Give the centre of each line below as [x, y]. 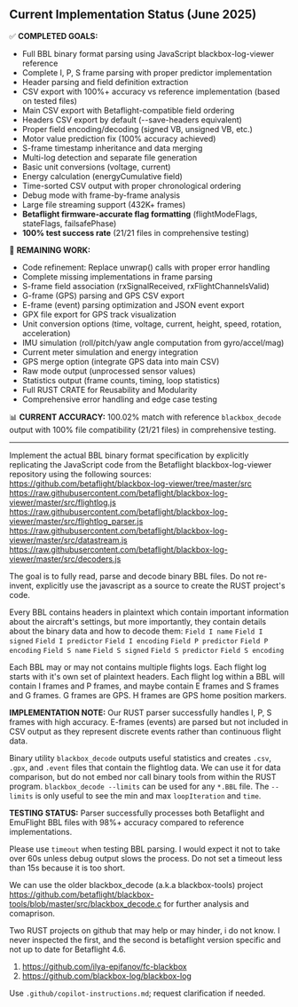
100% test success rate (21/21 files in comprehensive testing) [136, 232]
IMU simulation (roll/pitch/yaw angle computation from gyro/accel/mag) [153, 342]
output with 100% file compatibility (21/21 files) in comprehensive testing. [143, 429]
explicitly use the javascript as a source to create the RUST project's [161, 586]
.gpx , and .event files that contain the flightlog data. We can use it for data [145, 767]
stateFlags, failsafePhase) [69, 223]
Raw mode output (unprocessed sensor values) [109, 371]
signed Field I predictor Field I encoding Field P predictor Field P [139, 641]
